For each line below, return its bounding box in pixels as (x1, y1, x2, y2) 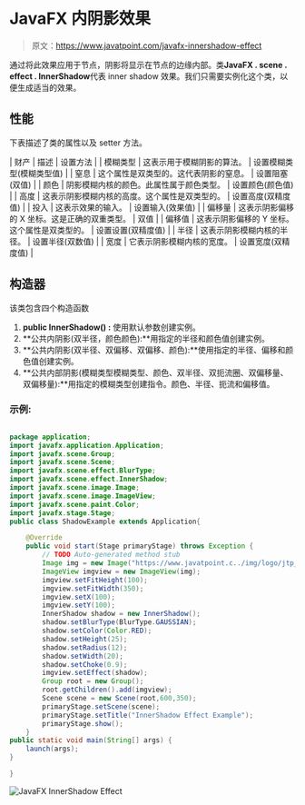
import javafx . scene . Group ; (9, 449, 116, 459)
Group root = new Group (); (42, 677, 144, 686)
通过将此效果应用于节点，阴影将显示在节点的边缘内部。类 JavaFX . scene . (9, 59, 288, 70)
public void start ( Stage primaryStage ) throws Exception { (25, 542, 254, 551)
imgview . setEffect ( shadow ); (42, 669, 148, 678)
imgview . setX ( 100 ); (42, 592, 116, 601)
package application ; (9, 432, 92, 442)
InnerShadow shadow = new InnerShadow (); (42, 610, 202, 619)
